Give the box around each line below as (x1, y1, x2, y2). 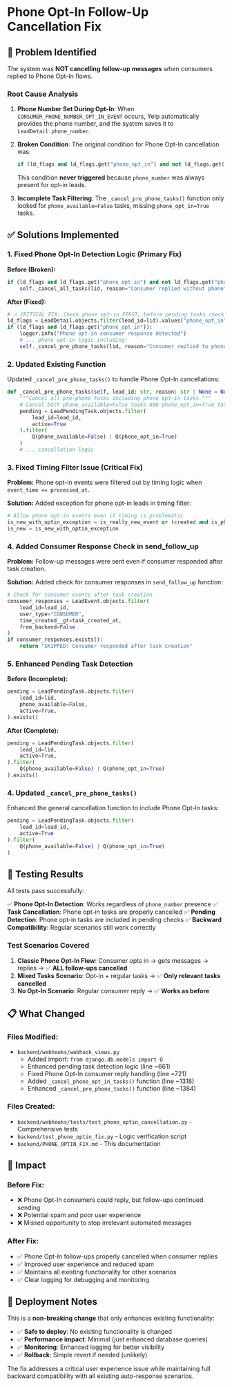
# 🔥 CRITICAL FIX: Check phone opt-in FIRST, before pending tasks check (7, 311, 224, 318)
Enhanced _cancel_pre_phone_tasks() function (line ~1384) (27, 1084, 197, 1093)
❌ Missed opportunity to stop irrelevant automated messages (17, 1218, 192, 1227)
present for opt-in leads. (17, 181, 87, 189)
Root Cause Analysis (7, 89, 79, 99)
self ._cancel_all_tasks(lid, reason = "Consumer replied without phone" (19, 285, 227, 292)
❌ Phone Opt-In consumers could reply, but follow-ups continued (17, 1196, 204, 1204)
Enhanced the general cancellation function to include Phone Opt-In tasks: (7, 804, 220, 812)
